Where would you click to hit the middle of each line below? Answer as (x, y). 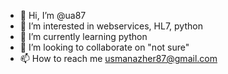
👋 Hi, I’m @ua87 (53, 15)
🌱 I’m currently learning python (83, 36)
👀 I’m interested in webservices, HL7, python (111, 26)
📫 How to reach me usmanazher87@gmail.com (118, 58)
